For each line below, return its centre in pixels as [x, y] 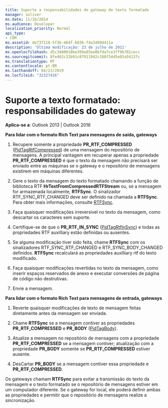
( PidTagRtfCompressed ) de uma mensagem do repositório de [76, 149]
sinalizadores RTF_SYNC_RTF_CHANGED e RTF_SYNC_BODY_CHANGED [88, 248]
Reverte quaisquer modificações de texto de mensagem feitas [77, 308]
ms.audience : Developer [30, 24]
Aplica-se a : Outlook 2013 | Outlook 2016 [48, 125]
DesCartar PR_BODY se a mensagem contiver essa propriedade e [80, 364]
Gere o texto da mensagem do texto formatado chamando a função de [86, 181]
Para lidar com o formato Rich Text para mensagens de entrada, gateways [83, 298]
